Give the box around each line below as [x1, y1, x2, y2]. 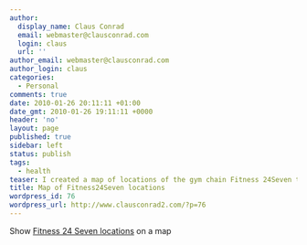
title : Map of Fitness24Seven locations [9, 184, 166, 193]
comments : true [9, 90, 68, 99]
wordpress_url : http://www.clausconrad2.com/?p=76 [9, 200, 206, 210]
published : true [9, 133, 71, 142]
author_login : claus [9, 65, 89, 74]
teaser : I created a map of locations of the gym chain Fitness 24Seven [9, 175, 292, 184]
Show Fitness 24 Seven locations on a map [9, 225, 172, 236]
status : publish [9, 149, 71, 158]
